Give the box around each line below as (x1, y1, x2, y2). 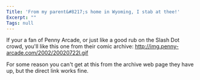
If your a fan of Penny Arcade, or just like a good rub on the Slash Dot (6, 37, 180, 44)
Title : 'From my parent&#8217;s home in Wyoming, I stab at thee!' (6, 8, 181, 15)
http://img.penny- (135, 43, 179, 50)
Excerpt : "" (6, 14, 36, 20)
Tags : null (6, 20, 34, 26)
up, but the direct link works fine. (6, 67, 89, 75)
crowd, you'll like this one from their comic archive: (6, 43, 134, 50)
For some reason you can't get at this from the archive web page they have (6, 61, 194, 68)
